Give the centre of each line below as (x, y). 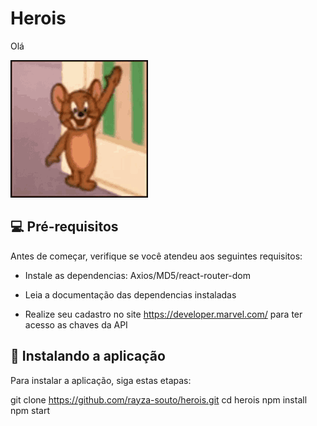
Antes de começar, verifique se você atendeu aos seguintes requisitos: (156, 256)
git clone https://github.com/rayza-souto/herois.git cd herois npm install (159, 399)
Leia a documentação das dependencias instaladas (130, 294)
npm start (30, 410)
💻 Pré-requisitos (64, 227)
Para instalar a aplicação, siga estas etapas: (101, 380)
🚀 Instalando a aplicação (88, 356)
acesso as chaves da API (76, 324)
